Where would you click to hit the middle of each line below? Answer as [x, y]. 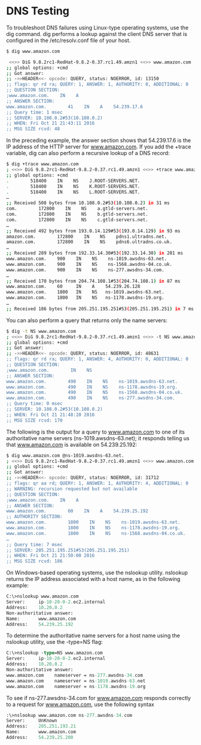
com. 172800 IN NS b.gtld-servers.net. [77, 214]
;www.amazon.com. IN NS [49, 370]
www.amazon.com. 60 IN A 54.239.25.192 [77, 511]
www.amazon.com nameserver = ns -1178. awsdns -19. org [76, 686]
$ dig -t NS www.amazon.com [41, 331]
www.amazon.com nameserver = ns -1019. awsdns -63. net [76, 681]
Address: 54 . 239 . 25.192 [40, 624]
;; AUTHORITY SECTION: [34, 517]
